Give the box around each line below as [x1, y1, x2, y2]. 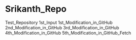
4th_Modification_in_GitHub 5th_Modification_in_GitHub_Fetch [5, 30, 132, 36]
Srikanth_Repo [5, 3, 67, 15]
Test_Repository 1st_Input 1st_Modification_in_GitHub [5, 20, 113, 25]
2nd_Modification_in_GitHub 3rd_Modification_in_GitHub [5, 24, 119, 30]
